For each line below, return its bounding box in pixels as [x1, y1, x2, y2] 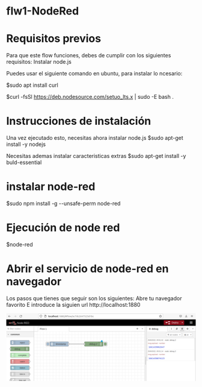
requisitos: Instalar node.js [6, 58, 72, 66]
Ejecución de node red [6, 221, 120, 234]
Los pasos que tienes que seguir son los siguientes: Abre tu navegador [6, 294, 182, 302]
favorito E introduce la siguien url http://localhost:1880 [6, 301, 141, 308]
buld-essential [6, 159, 42, 166]
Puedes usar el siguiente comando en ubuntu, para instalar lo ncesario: [6, 70, 183, 77]
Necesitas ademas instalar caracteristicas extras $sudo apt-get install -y [6, 153, 186, 160]
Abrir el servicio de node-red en [6, 262, 169, 275]
